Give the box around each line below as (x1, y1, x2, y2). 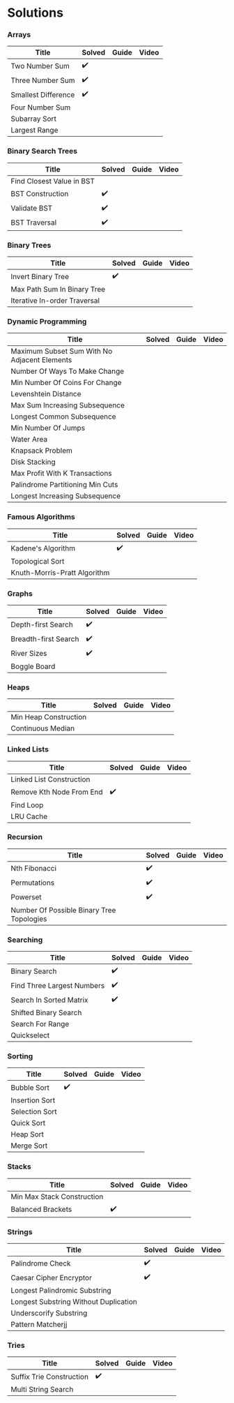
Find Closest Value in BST (10, 176, 95, 186)
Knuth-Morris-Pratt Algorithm (10, 567, 110, 577)
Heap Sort (10, 1130, 44, 1139)
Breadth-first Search (10, 634, 79, 644)
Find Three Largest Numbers (10, 980, 105, 990)
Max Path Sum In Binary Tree (10, 285, 106, 294)
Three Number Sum (10, 75, 75, 85)
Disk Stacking (10, 457, 56, 467)
